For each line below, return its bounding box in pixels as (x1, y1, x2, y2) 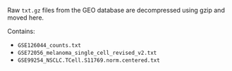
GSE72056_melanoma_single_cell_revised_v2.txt (17, 49, 157, 56)
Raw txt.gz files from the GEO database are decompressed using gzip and (7, 6, 226, 14)
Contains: (7, 27, 35, 35)
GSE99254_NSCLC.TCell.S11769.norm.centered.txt (17, 57, 160, 64)
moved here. (7, 13, 44, 22)
